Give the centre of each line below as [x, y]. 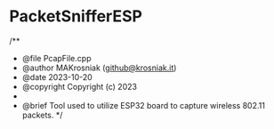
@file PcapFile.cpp [56, 58]
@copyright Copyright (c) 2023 [80, 86]
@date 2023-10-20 [57, 77]
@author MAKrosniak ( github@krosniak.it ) [99, 68]
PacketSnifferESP [76, 16]
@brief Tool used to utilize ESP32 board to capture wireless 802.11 [143, 105]
